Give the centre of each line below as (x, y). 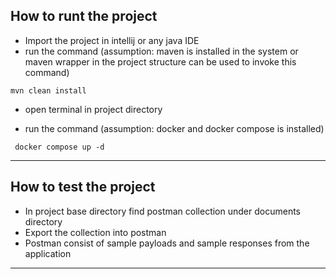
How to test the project (83, 187)
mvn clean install (48, 90)
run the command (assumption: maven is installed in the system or (161, 51)
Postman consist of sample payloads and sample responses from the (167, 243)
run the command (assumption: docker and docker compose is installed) (174, 128)
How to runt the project (84, 16)
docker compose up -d (59, 147)
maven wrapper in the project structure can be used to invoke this (160, 61)
